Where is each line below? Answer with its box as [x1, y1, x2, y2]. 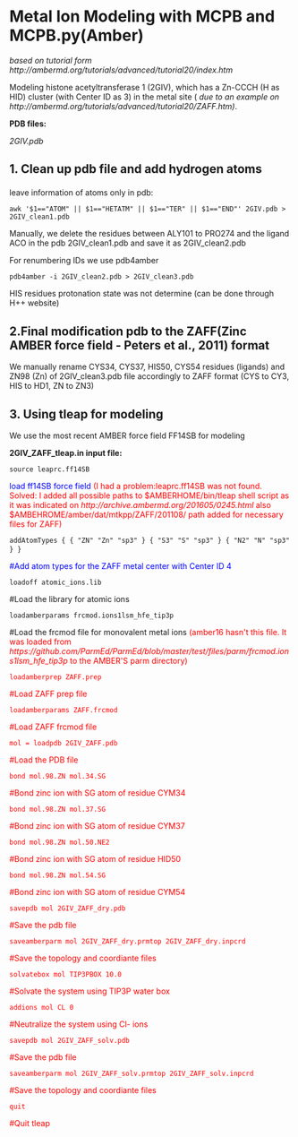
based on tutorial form [9, 55, 92, 65]
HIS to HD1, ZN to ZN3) [9, 381, 95, 392]
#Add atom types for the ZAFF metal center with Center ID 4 [9, 560, 233, 571]
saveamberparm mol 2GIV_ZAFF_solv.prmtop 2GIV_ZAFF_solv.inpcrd [9, 1069, 254, 1078]
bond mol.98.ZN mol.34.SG [9, 771, 106, 780]
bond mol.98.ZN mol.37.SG [9, 805, 106, 814]
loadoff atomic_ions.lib [9, 578, 102, 587]
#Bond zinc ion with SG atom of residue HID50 [9, 853, 182, 864]
